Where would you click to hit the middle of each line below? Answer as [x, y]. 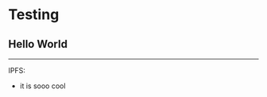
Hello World [38, 44]
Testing [34, 15]
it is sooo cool [43, 86]
